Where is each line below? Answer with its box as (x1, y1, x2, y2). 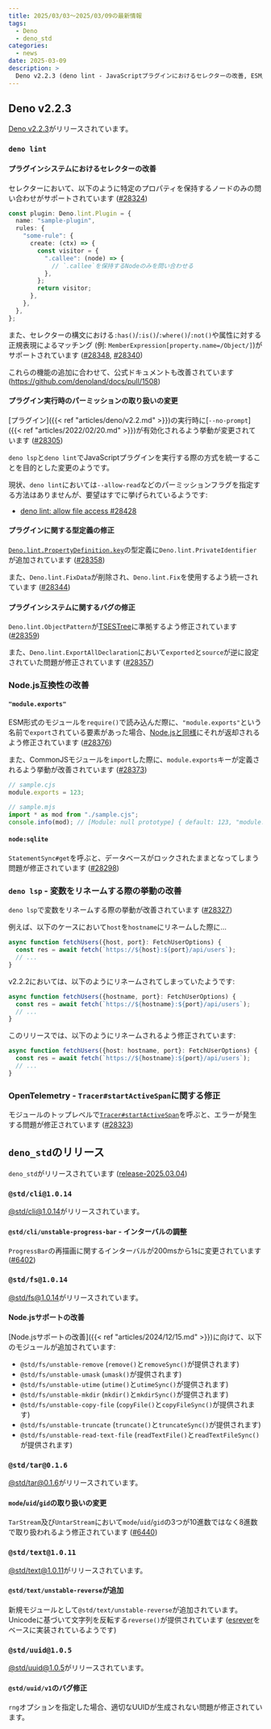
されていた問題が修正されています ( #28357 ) (8, 658, 155, 667)
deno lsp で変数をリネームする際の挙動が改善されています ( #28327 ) (8, 905, 232, 915)
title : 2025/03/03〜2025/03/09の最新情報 (8, 11, 143, 20)
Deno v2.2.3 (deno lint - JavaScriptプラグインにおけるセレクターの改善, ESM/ (15, 72, 266, 80)
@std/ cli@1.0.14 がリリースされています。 (8, 1207, 144, 1217)
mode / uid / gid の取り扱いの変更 (8, 1497, 107, 1507)
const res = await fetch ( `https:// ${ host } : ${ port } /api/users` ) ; (15, 946, 236, 954)
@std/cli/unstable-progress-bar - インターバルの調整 (8, 1226, 187, 1236)
